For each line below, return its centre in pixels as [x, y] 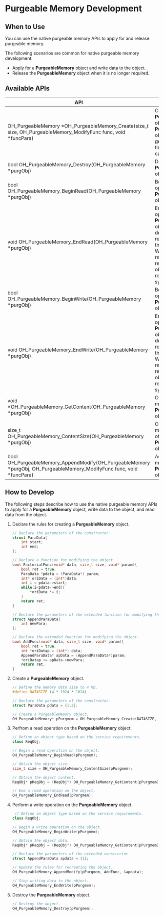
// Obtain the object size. [41, 764]
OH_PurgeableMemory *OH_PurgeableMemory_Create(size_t [78, 126]
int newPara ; [34, 624]
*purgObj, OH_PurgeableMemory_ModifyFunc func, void [73, 469]
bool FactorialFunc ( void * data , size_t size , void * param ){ [74, 565]
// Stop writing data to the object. [51, 881]
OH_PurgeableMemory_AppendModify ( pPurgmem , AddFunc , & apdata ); [78, 872]
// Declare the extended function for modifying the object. [76, 637]
